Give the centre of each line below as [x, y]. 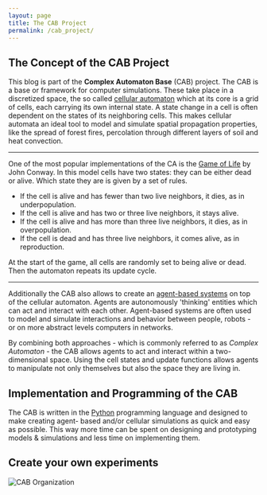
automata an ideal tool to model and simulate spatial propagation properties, [133, 124]
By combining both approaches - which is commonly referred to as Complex [133, 343]
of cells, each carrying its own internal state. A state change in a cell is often [133, 107]
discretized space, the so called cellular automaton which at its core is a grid [133, 99]
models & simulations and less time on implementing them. [104, 438]
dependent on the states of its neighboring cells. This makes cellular [120, 115]
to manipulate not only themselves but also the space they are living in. [124, 368]
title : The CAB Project [48, 23]
